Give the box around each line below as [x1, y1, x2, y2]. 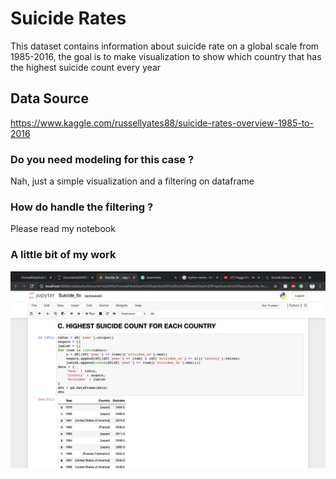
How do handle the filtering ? [10, 200, 154, 214]
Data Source [10, 90, 89, 107]
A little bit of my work [10, 248, 117, 262]
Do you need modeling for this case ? [10, 152, 195, 166]
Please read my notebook [10, 223, 116, 235]
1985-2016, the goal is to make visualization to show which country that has [10, 50, 322, 62]
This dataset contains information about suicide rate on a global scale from [10, 40, 320, 52]
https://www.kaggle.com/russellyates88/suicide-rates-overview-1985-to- [10, 117, 314, 129]
